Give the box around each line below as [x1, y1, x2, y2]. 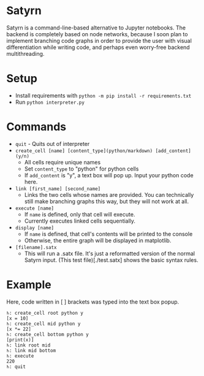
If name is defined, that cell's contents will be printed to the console [24, 230, 193, 237]
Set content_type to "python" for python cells [24, 165, 139, 172]
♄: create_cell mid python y [6, 320, 81, 327]
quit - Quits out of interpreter [15, 140, 90, 147]
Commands [6, 120, 67, 134]
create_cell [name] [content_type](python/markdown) [15, 148, 153, 154]
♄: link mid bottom [6, 347, 56, 353]
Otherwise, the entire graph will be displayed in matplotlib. [24, 237, 172, 244]
